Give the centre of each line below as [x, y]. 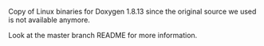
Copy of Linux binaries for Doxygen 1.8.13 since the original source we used [132, 11]
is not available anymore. [49, 20]
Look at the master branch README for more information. [103, 35]
